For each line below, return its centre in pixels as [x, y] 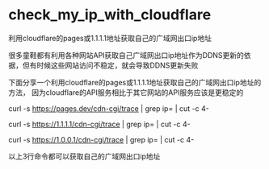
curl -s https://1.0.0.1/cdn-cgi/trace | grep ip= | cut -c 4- [101, 139]
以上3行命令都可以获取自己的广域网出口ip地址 [84, 156]
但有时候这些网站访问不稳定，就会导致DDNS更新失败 [110, 65]
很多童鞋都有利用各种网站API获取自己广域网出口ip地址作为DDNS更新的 [126, 55]
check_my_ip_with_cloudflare [110, 15]
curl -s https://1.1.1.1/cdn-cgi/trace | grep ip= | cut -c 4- [100, 124]
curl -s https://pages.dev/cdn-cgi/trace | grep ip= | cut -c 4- [109, 108]
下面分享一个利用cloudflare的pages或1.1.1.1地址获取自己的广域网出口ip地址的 [135, 82]
